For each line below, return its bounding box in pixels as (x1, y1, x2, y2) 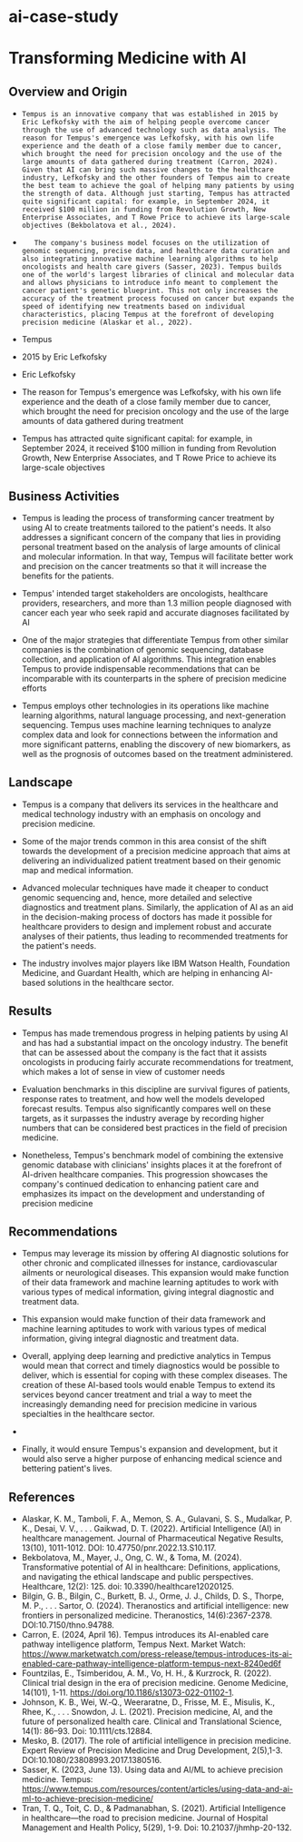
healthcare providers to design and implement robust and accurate (21, 921, 272, 931)
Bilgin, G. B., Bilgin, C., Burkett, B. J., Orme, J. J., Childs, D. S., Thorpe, (21, 1591, 285, 1601)
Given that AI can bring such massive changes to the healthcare (21, 165, 274, 174)
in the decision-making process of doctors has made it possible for (21, 911, 273, 922)
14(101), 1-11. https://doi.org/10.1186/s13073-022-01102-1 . (21, 1687, 235, 1699)
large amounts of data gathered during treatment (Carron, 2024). (21, 157, 279, 167)
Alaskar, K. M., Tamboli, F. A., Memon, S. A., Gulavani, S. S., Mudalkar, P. (21, 1513, 292, 1524)
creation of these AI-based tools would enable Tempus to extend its (21, 1380, 276, 1391)
